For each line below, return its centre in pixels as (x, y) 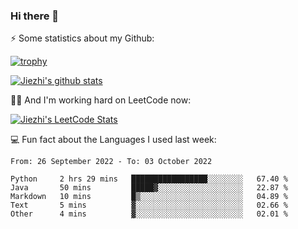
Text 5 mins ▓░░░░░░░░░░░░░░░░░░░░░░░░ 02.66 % (149, 205)
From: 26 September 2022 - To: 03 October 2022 (111, 162)
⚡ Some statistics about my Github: (82, 38)
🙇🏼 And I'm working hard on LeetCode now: (101, 100)
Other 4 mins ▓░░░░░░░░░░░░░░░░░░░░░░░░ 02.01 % (149, 214)
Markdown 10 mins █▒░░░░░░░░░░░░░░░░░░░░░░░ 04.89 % (149, 197)
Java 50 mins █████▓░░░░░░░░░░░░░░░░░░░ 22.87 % (149, 188)
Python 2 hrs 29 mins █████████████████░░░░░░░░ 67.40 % (149, 179)
